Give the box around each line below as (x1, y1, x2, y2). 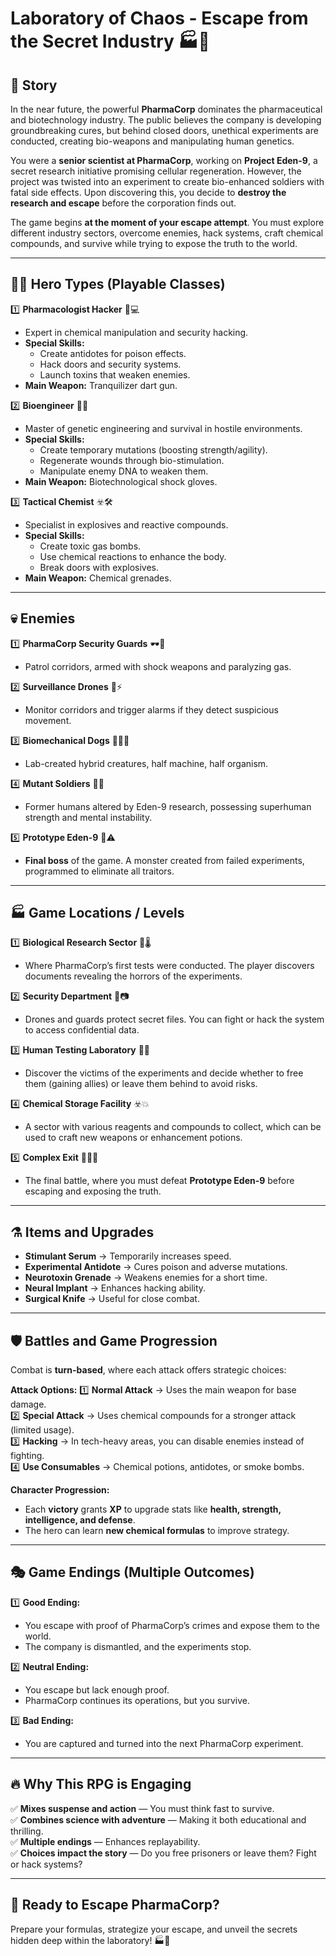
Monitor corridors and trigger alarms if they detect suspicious (24, 703, 279, 716)
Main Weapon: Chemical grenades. (24, 572, 172, 584)
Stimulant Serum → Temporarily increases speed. (24, 1250, 232, 1262)
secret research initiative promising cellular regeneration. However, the (10, 165, 302, 177)
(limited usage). (10, 1424, 75, 1436)
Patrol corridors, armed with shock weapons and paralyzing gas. (24, 660, 292, 672)
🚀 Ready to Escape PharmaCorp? (10, 1897, 220, 1914)
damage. (10, 1398, 47, 1411)
